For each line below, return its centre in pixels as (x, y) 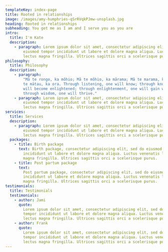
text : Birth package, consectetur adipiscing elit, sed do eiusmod (90, 149)
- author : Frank (31, 223)
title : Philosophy (29, 65)
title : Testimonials (31, 191)
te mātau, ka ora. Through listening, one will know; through (89, 84)
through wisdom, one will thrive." (60, 93)
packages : (20, 140)
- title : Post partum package (46, 163)
